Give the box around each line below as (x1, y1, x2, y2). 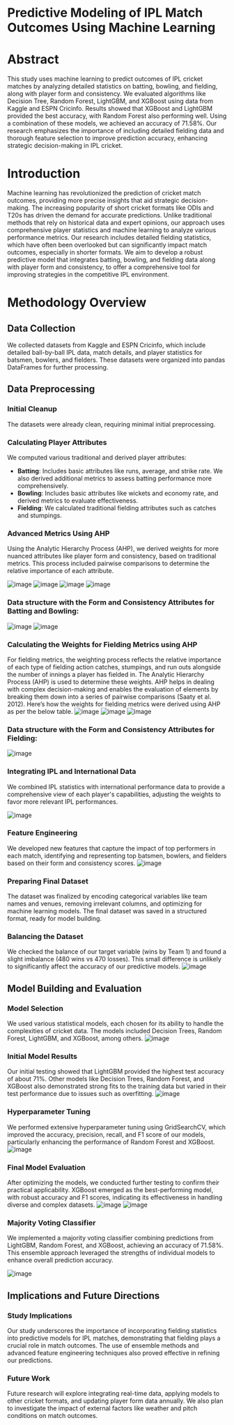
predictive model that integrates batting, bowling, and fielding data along (7, 256, 216, 264)
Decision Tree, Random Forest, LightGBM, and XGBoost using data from (7, 97, 214, 105)
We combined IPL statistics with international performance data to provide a (7, 782, 225, 791)
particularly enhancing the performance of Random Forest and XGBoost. (7, 1138, 215, 1146)
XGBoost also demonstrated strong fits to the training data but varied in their (7, 1082, 226, 1090)
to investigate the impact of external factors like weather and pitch (7, 1404, 198, 1412)
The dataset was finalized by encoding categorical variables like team (7, 892, 208, 901)
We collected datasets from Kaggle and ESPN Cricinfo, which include (7, 341, 206, 349)
